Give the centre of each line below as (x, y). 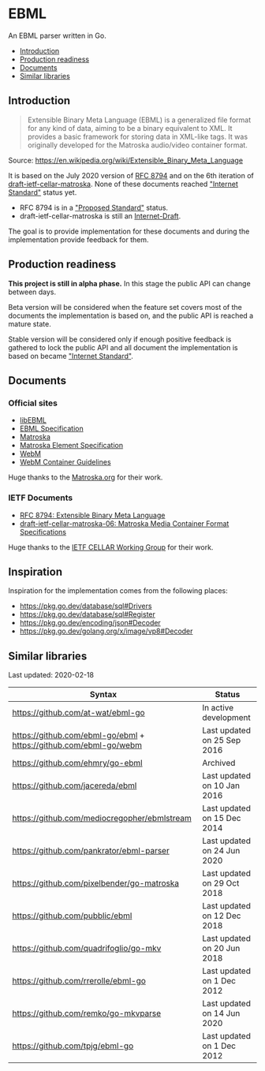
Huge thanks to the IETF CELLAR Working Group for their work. (111, 547)
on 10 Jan (221, 786)
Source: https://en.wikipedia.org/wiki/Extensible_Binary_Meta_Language (125, 160)
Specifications (43, 532)
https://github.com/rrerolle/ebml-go (79, 981)
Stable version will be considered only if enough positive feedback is (120, 339)
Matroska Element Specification (71, 446)
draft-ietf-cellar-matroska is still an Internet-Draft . (100, 216)
